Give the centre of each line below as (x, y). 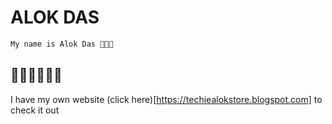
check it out (35, 110)
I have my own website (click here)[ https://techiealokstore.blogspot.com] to (166, 99)
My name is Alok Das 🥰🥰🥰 (62, 44)
